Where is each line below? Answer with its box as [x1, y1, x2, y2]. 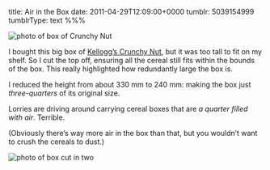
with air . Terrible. [8, 113, 65, 122]
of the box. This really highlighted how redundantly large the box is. [8, 64, 233, 74]
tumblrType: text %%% [8, 15, 86, 25]
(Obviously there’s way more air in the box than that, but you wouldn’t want [8, 129, 258, 138]
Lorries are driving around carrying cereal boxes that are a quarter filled [8, 104, 248, 113]
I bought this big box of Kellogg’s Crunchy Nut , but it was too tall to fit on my [8, 47, 263, 56]
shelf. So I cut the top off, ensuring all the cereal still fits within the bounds [8, 56, 255, 65]
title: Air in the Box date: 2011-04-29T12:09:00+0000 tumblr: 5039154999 [8, 7, 255, 16]
